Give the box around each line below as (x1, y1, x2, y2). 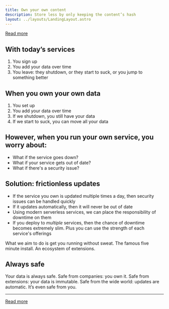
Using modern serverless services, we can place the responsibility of (12, 209, 156, 215)
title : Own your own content (5, 7, 66, 13)
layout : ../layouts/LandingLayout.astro (5, 17, 92, 22)
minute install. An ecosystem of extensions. (5, 245, 96, 252)
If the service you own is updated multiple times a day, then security (12, 193, 154, 199)
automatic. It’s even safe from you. (5, 284, 77, 290)
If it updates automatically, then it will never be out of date (12, 203, 133, 209)
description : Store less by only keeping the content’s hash (5, 12, 136, 17)
